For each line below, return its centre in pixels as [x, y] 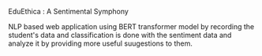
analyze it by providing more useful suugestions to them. [101, 43]
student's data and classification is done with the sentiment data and [120, 35]
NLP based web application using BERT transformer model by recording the [131, 26]
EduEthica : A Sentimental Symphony [68, 11]
